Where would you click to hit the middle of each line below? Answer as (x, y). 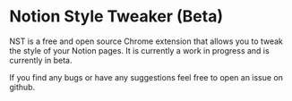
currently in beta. (41, 60)
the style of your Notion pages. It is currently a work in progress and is (140, 50)
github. (22, 87)
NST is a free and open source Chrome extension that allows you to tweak (146, 41)
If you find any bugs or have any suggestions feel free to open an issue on (146, 77)
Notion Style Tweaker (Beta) (116, 17)
